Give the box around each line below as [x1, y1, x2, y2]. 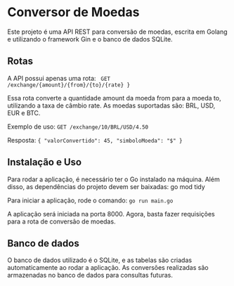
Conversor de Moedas [7, 4, 140, 20]
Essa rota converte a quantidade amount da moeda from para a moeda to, [7, 93, 221, 102]
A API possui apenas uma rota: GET [7, 74, 111, 82]
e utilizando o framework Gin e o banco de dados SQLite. [7, 34, 174, 43]
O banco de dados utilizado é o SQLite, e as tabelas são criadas [7, 256, 192, 264]
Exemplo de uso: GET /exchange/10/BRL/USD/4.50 [7, 122, 149, 131]
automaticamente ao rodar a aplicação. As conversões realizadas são [7, 264, 209, 272]
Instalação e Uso [7, 156, 82, 169]
